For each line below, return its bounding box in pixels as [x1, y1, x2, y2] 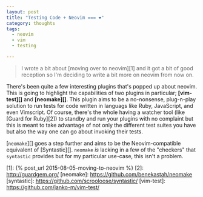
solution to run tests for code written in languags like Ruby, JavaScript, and [6, 102, 194, 109]
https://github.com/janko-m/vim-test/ [6, 183, 100, 191]
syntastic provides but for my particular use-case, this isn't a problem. [6, 152, 184, 159]
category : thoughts [6, 20, 56, 26]
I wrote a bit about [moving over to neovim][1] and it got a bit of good [21, 64, 194, 72]
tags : [6, 25, 20, 32]
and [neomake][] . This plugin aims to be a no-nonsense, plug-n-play [24, 95, 196, 103]
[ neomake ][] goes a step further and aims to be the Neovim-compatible [6, 139, 181, 147]
